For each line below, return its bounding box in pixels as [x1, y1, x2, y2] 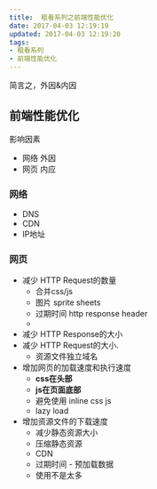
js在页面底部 [35, 384, 82, 396]
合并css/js [35, 286, 74, 297]
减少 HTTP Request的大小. [21, 340, 120, 351]
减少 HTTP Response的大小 [21, 329, 123, 340]
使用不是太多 [35, 470, 82, 481]
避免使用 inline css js [35, 396, 112, 406]
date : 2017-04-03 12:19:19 [9, 21, 109, 30]
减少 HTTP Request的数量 [21, 275, 117, 285]
